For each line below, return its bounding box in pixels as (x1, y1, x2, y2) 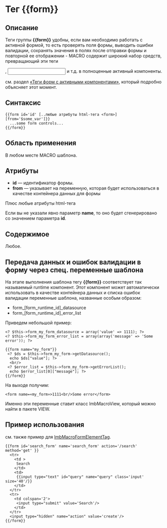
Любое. (5, 243, 21, 249)
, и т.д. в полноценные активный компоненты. (5, 68, 162, 74)
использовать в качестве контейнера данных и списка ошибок (5, 290, 140, 296)
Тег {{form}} (5, 4, 58, 15)
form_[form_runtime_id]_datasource (12, 305, 86, 311)
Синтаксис (5, 99, 41, 107)
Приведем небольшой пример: (5, 320, 72, 326)
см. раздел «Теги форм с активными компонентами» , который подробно (5, 79, 161, 85)
